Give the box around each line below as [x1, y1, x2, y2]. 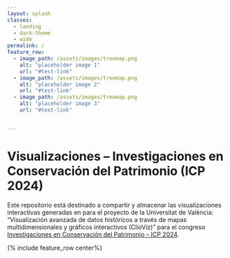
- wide [13, 36, 32, 43]
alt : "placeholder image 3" [19, 100, 100, 107]
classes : [7, 17, 32, 24]
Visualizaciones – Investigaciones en [7, 148, 224, 164]
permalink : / [7, 42, 45, 49]
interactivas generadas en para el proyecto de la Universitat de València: [7, 208, 214, 216]
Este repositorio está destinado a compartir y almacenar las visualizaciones [7, 201, 222, 209]
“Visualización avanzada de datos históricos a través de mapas [7, 215, 187, 223]
